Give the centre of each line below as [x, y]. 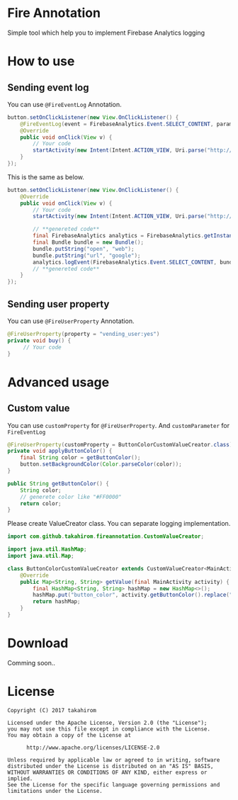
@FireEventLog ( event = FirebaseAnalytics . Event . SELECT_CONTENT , [117, 124]
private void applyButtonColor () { [60, 451]
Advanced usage [58, 382]
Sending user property [58, 304]
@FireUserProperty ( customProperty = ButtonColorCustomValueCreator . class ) [120, 444]
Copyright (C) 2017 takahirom [52, 710]
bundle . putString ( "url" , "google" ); [87, 255]
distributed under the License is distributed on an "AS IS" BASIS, [110, 766]
